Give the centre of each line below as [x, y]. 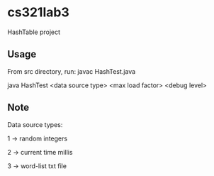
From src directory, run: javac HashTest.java [72, 71]
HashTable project [34, 32]
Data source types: [35, 124]
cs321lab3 [38, 12]
